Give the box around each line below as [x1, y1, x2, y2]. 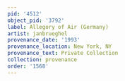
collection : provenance [7, 56, 78, 63]
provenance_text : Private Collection [7, 50, 119, 57]
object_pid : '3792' [7, 17, 65, 24]
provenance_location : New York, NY [7, 43, 112, 50]
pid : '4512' [7, 10, 42, 18]
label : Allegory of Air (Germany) [7, 23, 109, 30]
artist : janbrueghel [7, 30, 69, 37]
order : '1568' [7, 63, 49, 70]
